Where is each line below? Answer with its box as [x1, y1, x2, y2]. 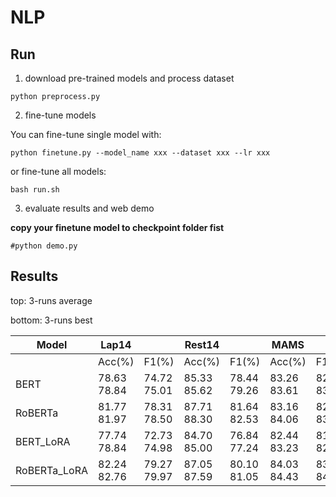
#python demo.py [10, 241, 78, 251]
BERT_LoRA [15, 434, 71, 448]
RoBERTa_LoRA [15, 463, 88, 477]
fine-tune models [24, 109, 97, 121]
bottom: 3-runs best [10, 314, 93, 326]
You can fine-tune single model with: [10, 129, 162, 140]
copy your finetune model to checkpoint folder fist [10, 222, 225, 233]
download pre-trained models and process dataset [24, 72, 235, 84]
